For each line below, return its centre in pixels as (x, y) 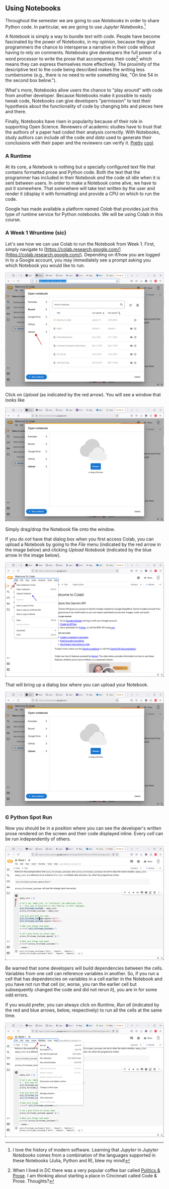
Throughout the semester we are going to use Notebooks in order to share (82, 20)
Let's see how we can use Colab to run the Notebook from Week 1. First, (80, 244)
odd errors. (17, 995)
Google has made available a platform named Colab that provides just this (82, 209)
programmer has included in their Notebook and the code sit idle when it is (83, 178)
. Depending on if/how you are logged (121, 254)
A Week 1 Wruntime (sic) (36, 233)
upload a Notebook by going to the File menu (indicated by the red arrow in (83, 544)
